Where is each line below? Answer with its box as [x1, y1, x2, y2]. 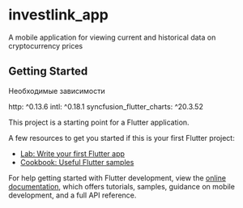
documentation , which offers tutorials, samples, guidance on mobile [8, 181, 235, 191]
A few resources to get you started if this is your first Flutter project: [8, 133, 235, 142]
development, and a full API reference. [8, 190, 137, 200]
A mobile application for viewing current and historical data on [8, 32, 216, 42]
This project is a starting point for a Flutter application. [8, 117, 190, 127]
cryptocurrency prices [8, 40, 83, 50]
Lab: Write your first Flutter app [19, 148, 126, 159]
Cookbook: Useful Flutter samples [19, 157, 134, 167]
